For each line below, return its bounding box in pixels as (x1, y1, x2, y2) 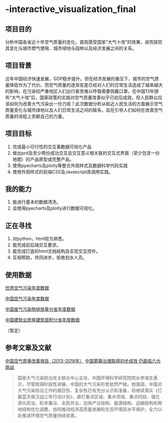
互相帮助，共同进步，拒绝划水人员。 (12, 254, 87, 260)
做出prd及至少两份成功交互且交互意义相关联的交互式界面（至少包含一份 (12, 150, 160, 156)
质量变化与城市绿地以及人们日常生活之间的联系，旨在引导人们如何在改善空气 (5, 107, 163, 113)
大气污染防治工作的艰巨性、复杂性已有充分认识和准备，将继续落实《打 (17, 387, 162, 393)
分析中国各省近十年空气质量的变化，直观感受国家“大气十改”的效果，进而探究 (5, 39, 162, 45)
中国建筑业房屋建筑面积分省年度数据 (5, 317, 80, 323)
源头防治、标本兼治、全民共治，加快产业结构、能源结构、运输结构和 (17, 400, 158, 406)
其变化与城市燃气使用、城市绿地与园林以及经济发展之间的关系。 (5, 45, 136, 51)
